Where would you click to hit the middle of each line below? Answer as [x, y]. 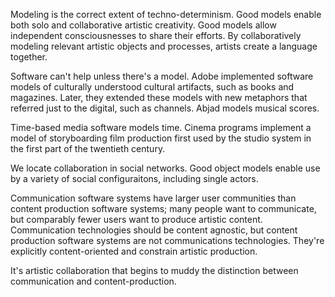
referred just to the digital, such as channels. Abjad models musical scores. [165, 108]
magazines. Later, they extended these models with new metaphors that [159, 97]
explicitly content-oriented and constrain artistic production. [134, 251]
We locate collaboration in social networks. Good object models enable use [165, 168]
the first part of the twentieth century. [88, 148]
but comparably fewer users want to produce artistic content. [136, 219]
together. [29, 57]
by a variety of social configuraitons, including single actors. [134, 178]
